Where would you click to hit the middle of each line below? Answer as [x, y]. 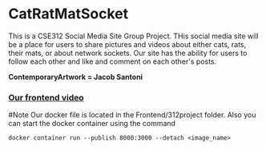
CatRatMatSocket [69, 14]
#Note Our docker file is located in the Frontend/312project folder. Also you [132, 115]
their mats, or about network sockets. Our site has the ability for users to [128, 53]
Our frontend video [46, 97]
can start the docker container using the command [92, 124]
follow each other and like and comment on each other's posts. [113, 61]
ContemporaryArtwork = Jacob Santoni [75, 77]
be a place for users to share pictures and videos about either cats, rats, [127, 44]
